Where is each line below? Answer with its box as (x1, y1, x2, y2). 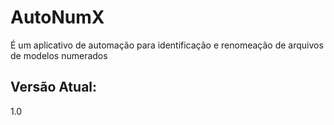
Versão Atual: (10, 79, 98, 96)
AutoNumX (10, 6, 105, 29)
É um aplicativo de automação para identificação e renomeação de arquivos (10, 39, 324, 51)
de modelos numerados (10, 49, 108, 61)
